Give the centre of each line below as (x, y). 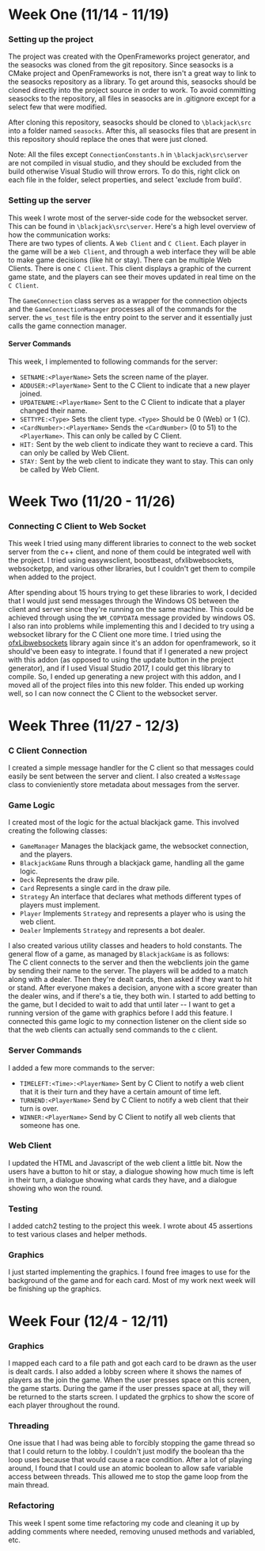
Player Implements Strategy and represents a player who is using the (132, 914)
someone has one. (50, 1125)
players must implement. (60, 905)
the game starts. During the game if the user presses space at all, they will (129, 1388)
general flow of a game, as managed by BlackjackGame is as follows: (119, 954)
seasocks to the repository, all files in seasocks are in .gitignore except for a (132, 99)
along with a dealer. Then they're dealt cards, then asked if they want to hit (130, 980)
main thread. (29, 1485)
